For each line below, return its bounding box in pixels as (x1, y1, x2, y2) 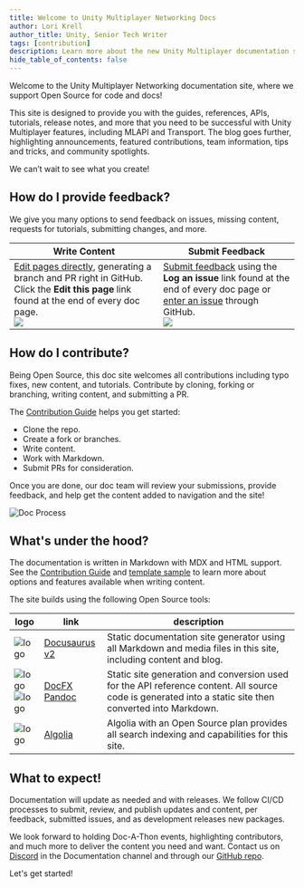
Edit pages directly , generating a (14, 260, 152, 273)
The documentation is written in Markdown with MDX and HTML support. (9, 557, 282, 568)
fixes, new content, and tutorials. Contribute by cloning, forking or (9, 379, 255, 390)
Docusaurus (43, 636, 96, 649)
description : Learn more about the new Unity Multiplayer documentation (9, 47, 290, 56)
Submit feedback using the (162, 260, 278, 273)
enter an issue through (162, 294, 260, 306)
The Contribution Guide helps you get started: (9, 406, 181, 417)
